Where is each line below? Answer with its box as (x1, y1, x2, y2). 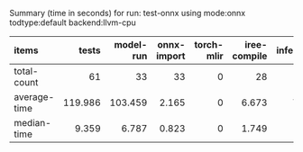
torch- (193, 39, 224, 50)
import (156, 49, 186, 62)
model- (114, 39, 148, 50)
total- (14, 65, 39, 77)
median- (14, 117, 51, 129)
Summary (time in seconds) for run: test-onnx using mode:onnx (9, 8, 246, 18)
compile (232, 49, 268, 62)
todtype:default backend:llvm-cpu (9, 17, 137, 28)
